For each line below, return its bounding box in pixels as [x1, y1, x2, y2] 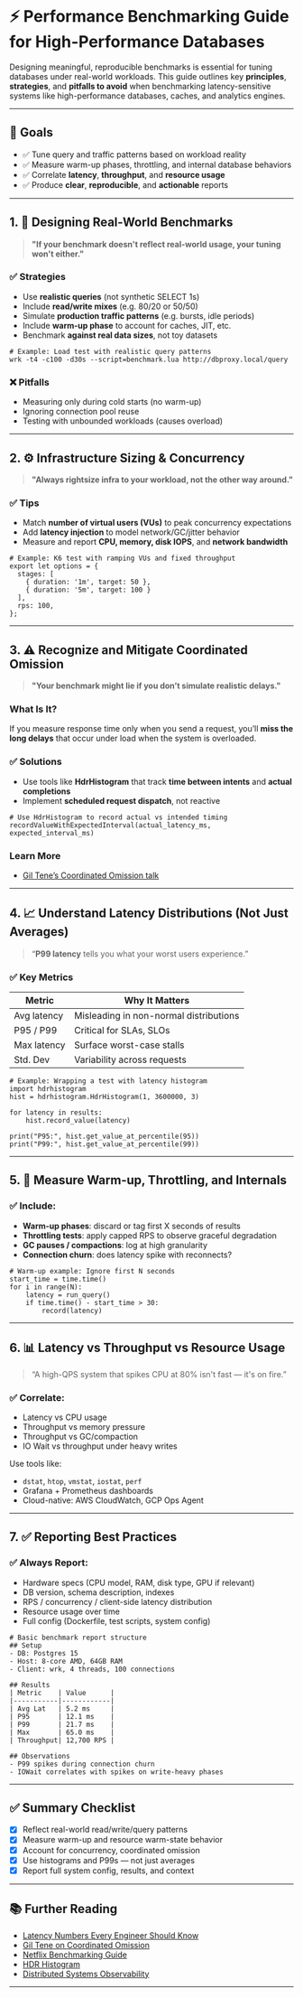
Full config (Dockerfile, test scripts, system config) [22, 1615, 211, 1626]
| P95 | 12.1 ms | [9, 1712, 115, 1721]
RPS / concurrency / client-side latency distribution [22, 1596, 213, 1607]
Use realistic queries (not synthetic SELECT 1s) [22, 291, 200, 302]
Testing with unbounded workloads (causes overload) [22, 415, 224, 426]
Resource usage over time [22, 1606, 120, 1617]
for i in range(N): [9, 1283, 83, 1292]
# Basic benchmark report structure [9, 1633, 147, 1642]
